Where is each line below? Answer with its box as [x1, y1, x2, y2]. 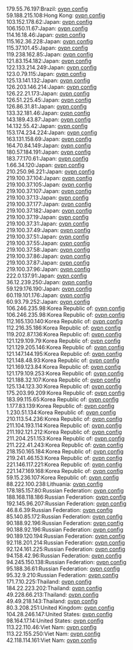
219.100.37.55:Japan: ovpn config [6, 240, 90, 247]
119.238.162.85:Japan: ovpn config [6, 51, 93, 58]
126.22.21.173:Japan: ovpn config [6, 90, 90, 97]
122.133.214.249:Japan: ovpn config [6, 64, 97, 71]
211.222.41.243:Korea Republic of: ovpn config [6, 441, 123, 448]
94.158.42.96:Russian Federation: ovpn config [6, 552, 122, 559]
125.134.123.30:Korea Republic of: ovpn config [6, 383, 122, 390]
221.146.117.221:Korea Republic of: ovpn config [6, 461, 123, 468]
